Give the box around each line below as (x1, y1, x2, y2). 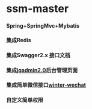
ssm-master (6, 2, 69, 16)
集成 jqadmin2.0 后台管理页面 (6, 66, 78, 73)
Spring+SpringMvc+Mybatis (6, 22, 80, 29)
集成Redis (6, 37, 31, 44)
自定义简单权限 (6, 96, 43, 104)
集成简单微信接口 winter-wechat (6, 81, 86, 89)
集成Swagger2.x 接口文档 (6, 51, 70, 58)
